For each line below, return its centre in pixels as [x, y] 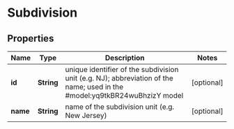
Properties [31, 38]
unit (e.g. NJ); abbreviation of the [119, 78]
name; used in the [94, 87]
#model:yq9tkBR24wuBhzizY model [124, 95]
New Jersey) [86, 115]
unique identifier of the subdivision [122, 69]
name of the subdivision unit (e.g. [120, 107]
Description [125, 58]
